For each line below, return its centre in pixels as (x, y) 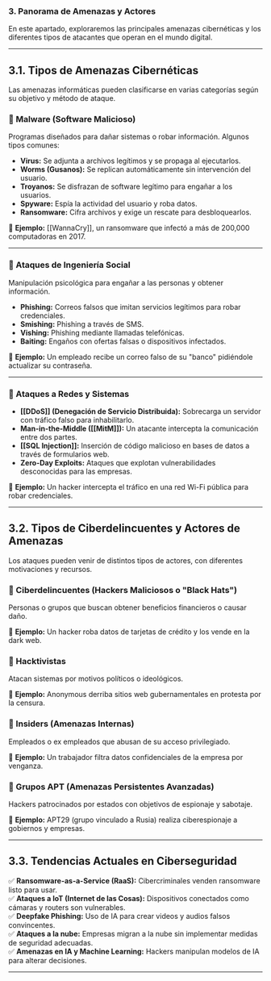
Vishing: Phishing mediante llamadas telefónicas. (102, 332)
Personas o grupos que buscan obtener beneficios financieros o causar (128, 607)
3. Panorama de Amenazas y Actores (82, 11)
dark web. (25, 641)
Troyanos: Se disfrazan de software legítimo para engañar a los (126, 186)
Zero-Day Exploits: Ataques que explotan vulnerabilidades (118, 463)
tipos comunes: (34, 145)
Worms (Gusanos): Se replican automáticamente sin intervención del (135, 169)
